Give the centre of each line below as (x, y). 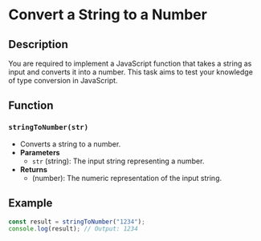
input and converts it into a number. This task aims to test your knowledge (130, 72)
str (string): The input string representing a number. (118, 161)
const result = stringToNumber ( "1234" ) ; (77, 222)
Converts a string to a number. (70, 144)
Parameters (40, 152)
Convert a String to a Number (108, 15)
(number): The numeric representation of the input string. (127, 178)
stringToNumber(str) (49, 127)
